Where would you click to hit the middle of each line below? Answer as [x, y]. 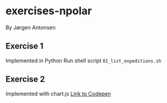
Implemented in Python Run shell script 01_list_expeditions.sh [83, 60]
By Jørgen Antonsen [31, 27]
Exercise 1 [25, 46]
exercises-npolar [49, 11]
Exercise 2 [25, 79]
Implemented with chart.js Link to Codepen [58, 93]
